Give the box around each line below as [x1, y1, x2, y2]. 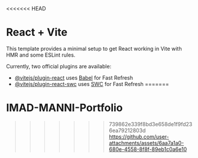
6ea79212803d [109, 127, 146, 134]
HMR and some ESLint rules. [6, 51, 76, 58]
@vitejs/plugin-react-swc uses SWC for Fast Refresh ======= [14, 80, 170, 87]
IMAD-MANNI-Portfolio [6, 101, 123, 114]
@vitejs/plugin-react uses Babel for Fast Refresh [14, 74, 134, 81]
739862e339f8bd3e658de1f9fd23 [109, 120, 193, 127]
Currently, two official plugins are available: [6, 62, 112, 70]
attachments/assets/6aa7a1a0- [109, 139, 184, 146]
